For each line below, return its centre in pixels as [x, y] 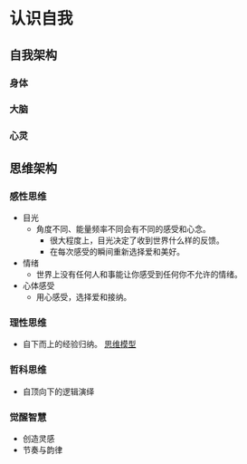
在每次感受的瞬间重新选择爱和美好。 [117, 252]
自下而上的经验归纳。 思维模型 [79, 344]
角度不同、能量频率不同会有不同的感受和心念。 [123, 229]
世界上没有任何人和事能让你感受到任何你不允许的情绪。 [139, 275]
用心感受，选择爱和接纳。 [84, 297]
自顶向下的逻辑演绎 [58, 391]
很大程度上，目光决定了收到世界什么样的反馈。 [137, 240]
